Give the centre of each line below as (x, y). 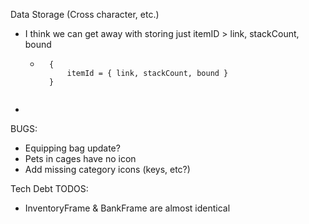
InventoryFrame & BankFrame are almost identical (127, 208)
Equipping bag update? (72, 148)
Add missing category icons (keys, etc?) (107, 169)
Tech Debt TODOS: (49, 188)
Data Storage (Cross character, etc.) (85, 14)
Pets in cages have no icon (80, 158)
